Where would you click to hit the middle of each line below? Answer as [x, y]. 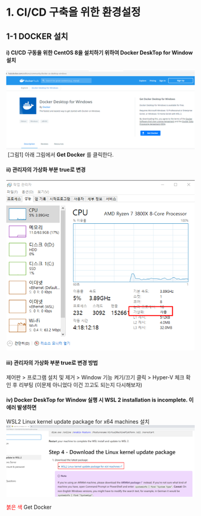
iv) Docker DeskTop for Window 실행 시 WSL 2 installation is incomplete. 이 [100, 400]
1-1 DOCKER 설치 [37, 36]
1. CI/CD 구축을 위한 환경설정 [74, 12]
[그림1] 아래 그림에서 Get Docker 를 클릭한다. [61, 155]
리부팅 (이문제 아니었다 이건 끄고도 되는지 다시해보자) [80, 385]
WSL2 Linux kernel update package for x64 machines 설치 [78, 422]
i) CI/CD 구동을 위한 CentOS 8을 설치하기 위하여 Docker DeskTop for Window [100, 53]
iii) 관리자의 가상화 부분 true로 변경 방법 [52, 363]
